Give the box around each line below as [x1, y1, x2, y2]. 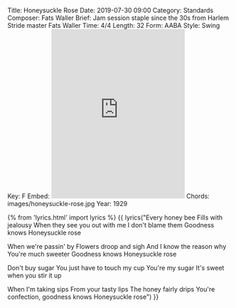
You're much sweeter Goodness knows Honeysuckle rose [7, 250, 177, 258]
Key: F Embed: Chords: [7, 192, 210, 200]
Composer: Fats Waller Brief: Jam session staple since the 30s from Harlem [7, 14, 230, 22]
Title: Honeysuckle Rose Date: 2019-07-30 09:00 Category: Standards [7, 6, 214, 14]
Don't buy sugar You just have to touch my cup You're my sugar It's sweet [7, 264, 225, 272]
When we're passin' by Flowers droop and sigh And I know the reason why [7, 242, 227, 250]
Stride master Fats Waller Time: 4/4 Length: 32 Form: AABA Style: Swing [7, 21, 220, 29]
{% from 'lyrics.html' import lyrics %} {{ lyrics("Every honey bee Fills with [7, 213, 223, 222]
